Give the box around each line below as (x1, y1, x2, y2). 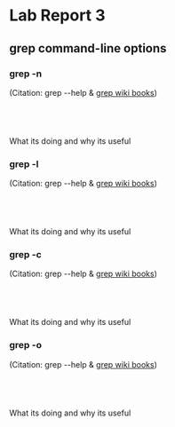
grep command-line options (9, 41, 167, 56)
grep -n (9, 67, 43, 80)
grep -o (9, 339, 43, 352)
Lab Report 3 (9, 5, 106, 26)
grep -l (9, 157, 39, 170)
